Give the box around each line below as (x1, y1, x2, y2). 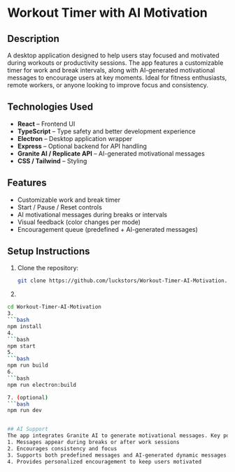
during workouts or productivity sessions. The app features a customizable (7, 59, 224, 67)
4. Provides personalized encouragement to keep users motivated (7, 458, 201, 465)
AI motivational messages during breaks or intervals (17, 210, 168, 219)
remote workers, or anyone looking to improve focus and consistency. (7, 81, 208, 89)
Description (7, 33, 59, 45)
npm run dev (7, 407, 42, 414)
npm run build (7, 362, 49, 369)
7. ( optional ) (7, 394, 49, 401)
